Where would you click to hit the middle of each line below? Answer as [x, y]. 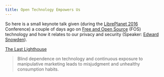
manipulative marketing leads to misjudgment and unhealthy [79, 64]
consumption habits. [38, 69]
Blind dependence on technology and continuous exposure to [80, 58]
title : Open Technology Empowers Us [43, 10]
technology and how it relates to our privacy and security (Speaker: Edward [82, 34]
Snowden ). [16, 39]
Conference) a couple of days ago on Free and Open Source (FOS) [73, 29]
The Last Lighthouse [26, 49]
